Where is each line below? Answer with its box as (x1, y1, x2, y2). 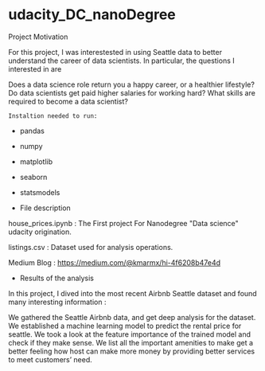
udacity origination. (8, 227, 72, 236)
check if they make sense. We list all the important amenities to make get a (8, 338, 253, 347)
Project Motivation (8, 32, 68, 41)
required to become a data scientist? (8, 96, 129, 106)
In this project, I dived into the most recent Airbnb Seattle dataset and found (8, 288, 257, 298)
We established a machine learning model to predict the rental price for (8, 321, 242, 330)
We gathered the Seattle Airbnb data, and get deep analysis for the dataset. (8, 312, 256, 322)
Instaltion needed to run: (8, 111, 98, 120)
